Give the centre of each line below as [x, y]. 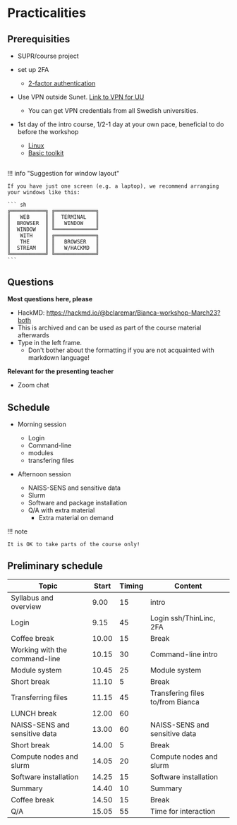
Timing [132, 586]
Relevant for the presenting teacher [61, 371]
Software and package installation [78, 503]
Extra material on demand [76, 518]
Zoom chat [33, 385]
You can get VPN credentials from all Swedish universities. [113, 110]
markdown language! [59, 358]
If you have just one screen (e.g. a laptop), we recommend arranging [113, 186]
